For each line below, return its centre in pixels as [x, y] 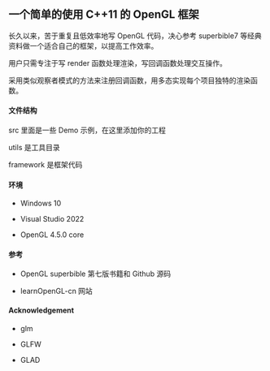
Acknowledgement [41, 310]
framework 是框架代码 [46, 165]
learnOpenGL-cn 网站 [57, 291]
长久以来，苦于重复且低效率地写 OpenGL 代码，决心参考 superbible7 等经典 [135, 36]
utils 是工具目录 [34, 148]
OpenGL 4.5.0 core [52, 235]
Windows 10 [41, 203]
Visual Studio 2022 [52, 219]
